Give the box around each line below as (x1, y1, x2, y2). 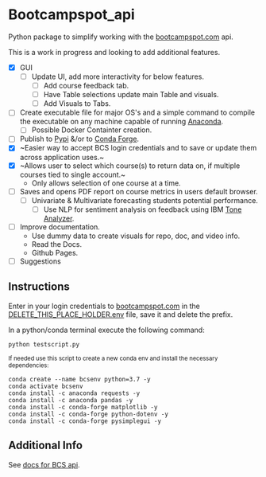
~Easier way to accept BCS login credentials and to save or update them (19, 143, 257, 153)
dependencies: (8, 361, 49, 369)
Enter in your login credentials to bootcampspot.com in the (8, 301, 200, 311)
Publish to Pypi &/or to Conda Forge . (19, 134, 140, 144)
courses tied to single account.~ (19, 170, 125, 179)
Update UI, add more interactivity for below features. (31, 72, 205, 81)
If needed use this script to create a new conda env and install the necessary (8, 354, 218, 362)
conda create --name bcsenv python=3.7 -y (8, 375, 151, 383)
